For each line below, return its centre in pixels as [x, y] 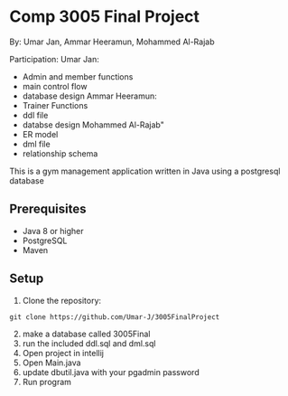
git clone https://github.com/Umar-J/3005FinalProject [115, 317]
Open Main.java [51, 363]
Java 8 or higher [53, 231]
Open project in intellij [63, 353]
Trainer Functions [55, 105]
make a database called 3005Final [86, 334]
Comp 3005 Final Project [105, 17]
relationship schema [60, 153]
